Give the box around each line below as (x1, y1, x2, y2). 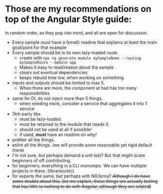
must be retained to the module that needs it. (19, 121, 110, 127)
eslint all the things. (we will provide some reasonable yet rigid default (12, 142, 152, 148)
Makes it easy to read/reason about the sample (19, 64, 114, 70)
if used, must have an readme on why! (19, 132, 97, 137)
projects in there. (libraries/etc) (12, 168, 74, 174)
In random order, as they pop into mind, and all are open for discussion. (5, 30, 148, 36)
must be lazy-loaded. (19, 116, 62, 122)
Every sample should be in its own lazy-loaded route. (12, 50, 119, 56)
